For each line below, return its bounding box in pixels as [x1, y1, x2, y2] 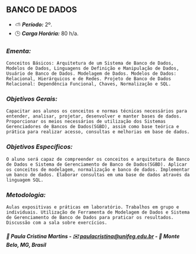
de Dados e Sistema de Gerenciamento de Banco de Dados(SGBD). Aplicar [6, 161, 187, 167]
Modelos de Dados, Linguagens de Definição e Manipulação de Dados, [6, 65, 179, 72]
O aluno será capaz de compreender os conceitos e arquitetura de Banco [6, 156, 190, 162]
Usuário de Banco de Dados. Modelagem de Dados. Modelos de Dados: [6, 71, 177, 77]
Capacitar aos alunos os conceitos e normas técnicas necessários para [6, 108, 187, 115]
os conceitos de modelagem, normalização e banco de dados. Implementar [6, 166, 190, 173]
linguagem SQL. [6, 177, 44, 183]
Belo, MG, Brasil [6, 241, 46, 248]
